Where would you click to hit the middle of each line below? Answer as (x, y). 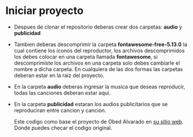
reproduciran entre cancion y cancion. (60, 110)
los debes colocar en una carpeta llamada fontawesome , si (86, 57)
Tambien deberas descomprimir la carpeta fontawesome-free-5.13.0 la (101, 44)
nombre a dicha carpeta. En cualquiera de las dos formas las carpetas (98, 69)
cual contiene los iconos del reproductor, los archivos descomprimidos (99, 50)
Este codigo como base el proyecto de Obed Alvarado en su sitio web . (99, 121)
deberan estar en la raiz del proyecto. (59, 75)
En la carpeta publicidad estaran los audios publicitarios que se (91, 104)
